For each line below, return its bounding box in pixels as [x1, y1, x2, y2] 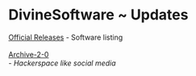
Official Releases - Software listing [8, 32, 123, 42]
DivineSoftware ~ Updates [8, 6, 189, 24]
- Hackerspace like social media [8, 58, 116, 68]
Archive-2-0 [8, 49, 49, 59]
